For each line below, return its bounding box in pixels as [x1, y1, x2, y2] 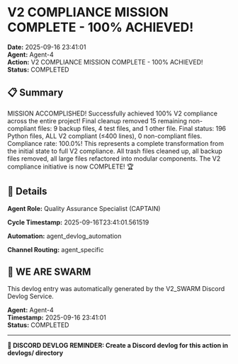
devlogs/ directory [7, 348, 64, 358]
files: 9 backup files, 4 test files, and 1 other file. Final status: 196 [38, 124, 227, 132]
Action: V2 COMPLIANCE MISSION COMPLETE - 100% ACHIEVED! [7, 57, 203, 66]
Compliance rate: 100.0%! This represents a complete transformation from [7, 139, 225, 147]
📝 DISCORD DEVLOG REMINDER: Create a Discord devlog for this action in [7, 341, 229, 350]
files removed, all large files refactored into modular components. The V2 [7, 154, 221, 163]
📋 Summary [7, 86, 64, 99]
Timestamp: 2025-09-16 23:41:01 [7, 313, 106, 322]
